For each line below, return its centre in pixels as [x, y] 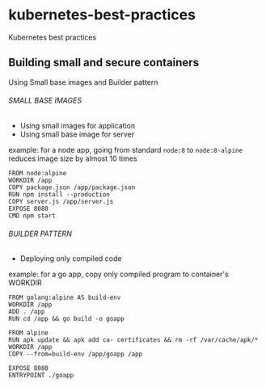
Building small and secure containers [104, 63]
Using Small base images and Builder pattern [83, 82]
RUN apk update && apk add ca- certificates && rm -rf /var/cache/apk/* [133, 340]
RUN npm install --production [59, 194]
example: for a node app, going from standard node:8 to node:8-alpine [126, 149]
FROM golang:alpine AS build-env [65, 298]
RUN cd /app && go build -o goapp [67, 319]
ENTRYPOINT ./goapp [41, 376]
